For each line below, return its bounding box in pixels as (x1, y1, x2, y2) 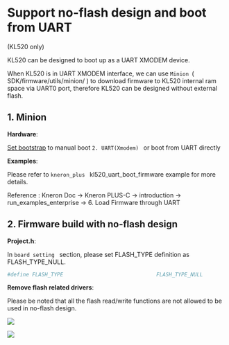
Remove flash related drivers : (7, 283, 94, 292)
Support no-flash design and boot (7, 5, 207, 21)
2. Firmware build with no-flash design (7, 218, 178, 230)
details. (7, 177, 28, 186)
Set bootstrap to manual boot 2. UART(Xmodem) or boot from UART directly (7, 143, 221, 152)
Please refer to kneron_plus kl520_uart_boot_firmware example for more (7, 170, 217, 178)
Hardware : (7, 130, 38, 138)
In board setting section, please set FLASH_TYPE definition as (7, 250, 189, 258)
